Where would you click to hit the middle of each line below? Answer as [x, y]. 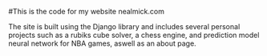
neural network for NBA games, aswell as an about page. [102, 43]
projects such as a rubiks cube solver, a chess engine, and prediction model [134, 35]
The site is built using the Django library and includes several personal [124, 26]
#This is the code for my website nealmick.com [86, 11]
